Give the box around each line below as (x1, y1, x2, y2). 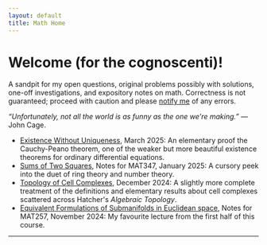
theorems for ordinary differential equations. (19, 153, 165, 162)
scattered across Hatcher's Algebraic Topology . (19, 195, 177, 204)
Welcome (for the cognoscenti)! (8, 53, 223, 72)
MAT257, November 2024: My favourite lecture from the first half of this (19, 212, 255, 221)
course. (19, 220, 45, 230)
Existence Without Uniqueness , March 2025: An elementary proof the (19, 136, 248, 146)
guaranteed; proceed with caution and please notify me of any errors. (8, 96, 237, 106)
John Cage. (8, 120, 46, 130)
